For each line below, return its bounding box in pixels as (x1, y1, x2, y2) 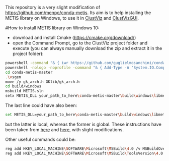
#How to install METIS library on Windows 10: (5, 25, 100, 31)
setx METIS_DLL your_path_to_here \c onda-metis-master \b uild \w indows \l (5, 93, 156, 98)
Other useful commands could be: (5, 136, 76, 142)
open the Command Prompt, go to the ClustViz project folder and (12, 40, 148, 46)
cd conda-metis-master (5, 70, 53, 75)
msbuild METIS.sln (5, 88, 44, 94)
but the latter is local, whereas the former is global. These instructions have (5, 121, 162, 127)
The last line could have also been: (5, 102, 77, 108)
